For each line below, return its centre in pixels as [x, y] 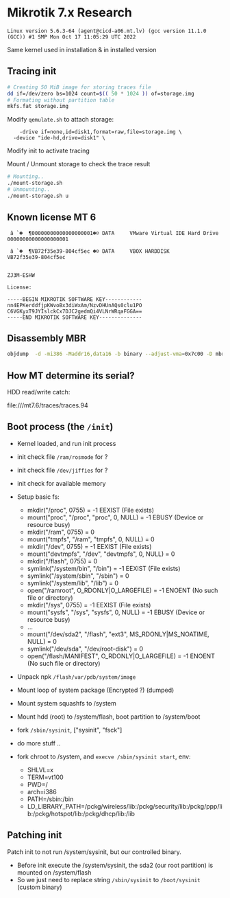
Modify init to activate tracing [49, 151]
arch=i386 [42, 792]
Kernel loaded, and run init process [66, 443]
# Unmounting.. [29, 190]
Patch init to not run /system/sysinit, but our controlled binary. [94, 852]
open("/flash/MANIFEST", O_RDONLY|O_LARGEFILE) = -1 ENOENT [121, 656]
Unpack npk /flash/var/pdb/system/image [76, 676]
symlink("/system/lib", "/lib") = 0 [73, 583]
